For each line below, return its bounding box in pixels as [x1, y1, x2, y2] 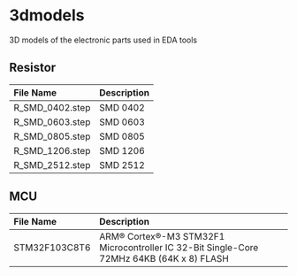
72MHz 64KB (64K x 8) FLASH [99, 252, 230, 264]
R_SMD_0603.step [13, 116, 91, 128]
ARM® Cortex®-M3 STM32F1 [99, 230, 225, 242]
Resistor [9, 60, 57, 75]
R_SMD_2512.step [13, 158, 91, 171]
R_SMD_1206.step [13, 144, 91, 157]
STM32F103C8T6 [13, 241, 91, 253]
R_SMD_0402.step [13, 101, 91, 113]
